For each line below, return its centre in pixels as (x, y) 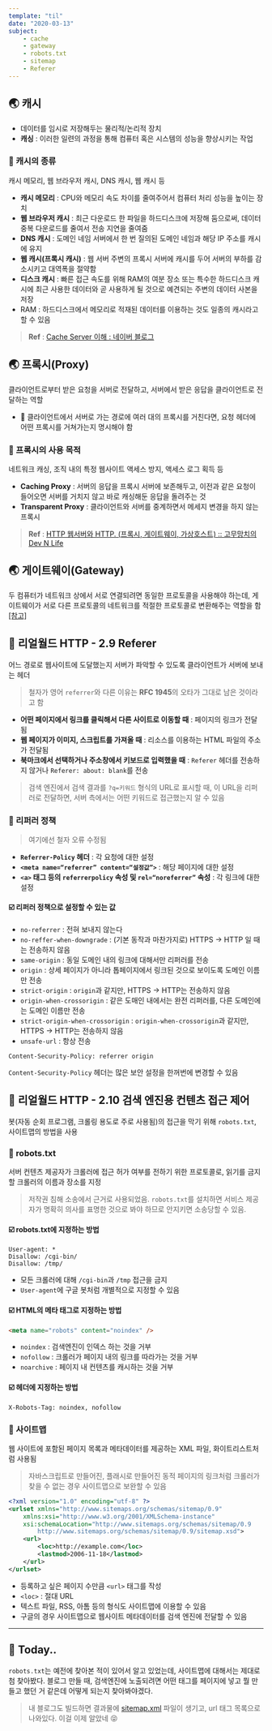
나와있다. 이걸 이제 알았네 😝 (73, 1718)
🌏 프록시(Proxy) (49, 365)
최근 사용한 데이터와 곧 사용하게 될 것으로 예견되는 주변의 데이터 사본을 (147, 289)
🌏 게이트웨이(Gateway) (66, 571)
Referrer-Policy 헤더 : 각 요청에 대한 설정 (87, 857)
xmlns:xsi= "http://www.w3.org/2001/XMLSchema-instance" (119, 1516)
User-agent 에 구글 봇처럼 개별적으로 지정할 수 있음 (100, 1290)
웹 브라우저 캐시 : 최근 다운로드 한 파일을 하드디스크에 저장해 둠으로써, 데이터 (140, 218)
